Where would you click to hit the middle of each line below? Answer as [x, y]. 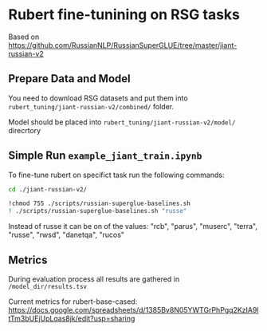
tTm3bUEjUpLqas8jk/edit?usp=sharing [72, 318]
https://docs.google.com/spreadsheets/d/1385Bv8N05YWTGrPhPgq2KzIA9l [133, 310]
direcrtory [25, 130]
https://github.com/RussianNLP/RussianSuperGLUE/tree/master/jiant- [123, 45]
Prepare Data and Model [69, 79]
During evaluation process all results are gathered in [94, 279]
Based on [24, 37]
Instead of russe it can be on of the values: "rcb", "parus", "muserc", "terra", [133, 227]
